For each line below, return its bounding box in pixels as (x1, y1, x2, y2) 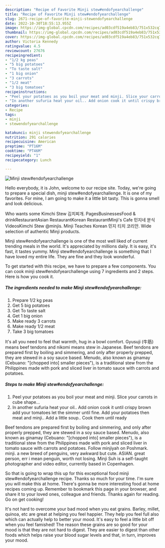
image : (5, 26, 19, 30)
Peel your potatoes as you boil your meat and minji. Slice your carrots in (12, 394, 158, 400)
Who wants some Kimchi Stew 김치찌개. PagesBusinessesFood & (5, 211, 136, 217)
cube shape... (12, 399, 40, 405)
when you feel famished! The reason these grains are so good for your (5, 521, 148, 527)
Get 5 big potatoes (12, 302, 50, 308)
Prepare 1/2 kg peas (12, 297, 53, 303)
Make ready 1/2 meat (12, 323, 55, 329)
